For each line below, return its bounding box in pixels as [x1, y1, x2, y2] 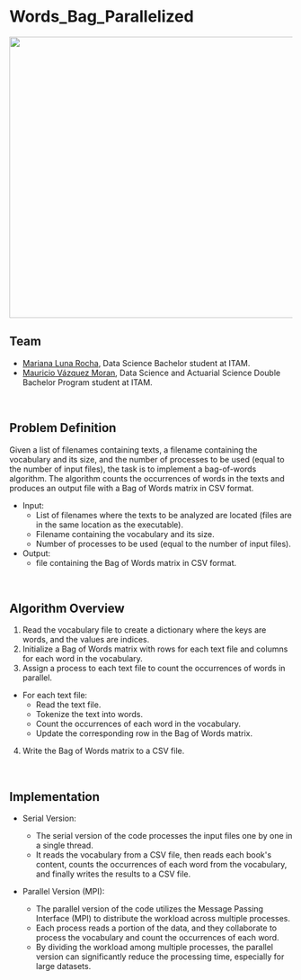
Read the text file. [35, 699, 102, 710]
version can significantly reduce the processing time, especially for [35, 951, 285, 962]
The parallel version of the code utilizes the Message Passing [35, 904, 263, 914]
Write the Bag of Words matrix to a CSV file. [22, 745, 185, 757]
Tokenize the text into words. [35, 709, 144, 720]
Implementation [9, 789, 101, 805]
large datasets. [35, 961, 92, 972]
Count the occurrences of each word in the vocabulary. [35, 718, 241, 730]
